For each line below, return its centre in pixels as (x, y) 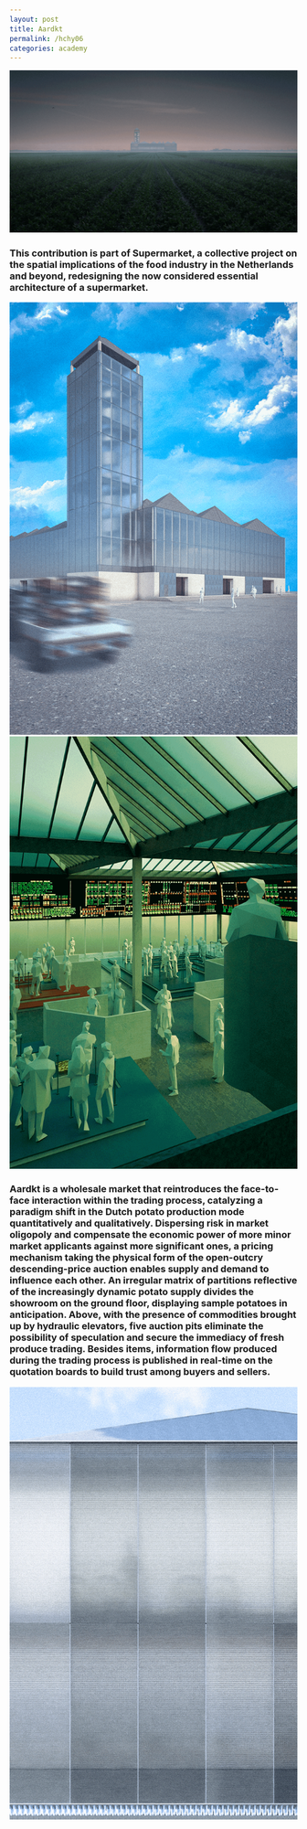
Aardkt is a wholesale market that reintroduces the (124, 1189)
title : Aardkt (37, 29)
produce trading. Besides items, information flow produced (143, 1349)
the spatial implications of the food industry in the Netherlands (152, 264)
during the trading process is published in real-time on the (141, 1360)
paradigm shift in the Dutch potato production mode (127, 1212)
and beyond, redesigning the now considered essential (134, 276)
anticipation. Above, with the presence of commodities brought (153, 1314)
